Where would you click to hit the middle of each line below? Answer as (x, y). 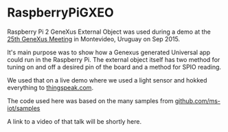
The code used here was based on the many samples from (90, 100)
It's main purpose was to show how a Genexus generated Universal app (109, 52)
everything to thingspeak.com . (50, 87)
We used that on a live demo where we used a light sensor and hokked (107, 80)
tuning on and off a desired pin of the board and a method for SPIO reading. (114, 67)
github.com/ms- (198, 100)
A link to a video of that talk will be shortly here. (75, 121)
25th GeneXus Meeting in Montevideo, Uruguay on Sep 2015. (94, 38)
